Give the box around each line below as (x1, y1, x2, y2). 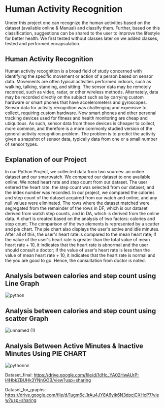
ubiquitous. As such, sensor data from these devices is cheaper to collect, (5, 120, 156, 126)
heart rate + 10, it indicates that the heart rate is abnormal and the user (5, 242, 149, 248)
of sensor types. (5, 141, 38, 147)
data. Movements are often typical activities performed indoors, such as (5, 78, 151, 84)
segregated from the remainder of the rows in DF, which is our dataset (5, 205, 148, 211)
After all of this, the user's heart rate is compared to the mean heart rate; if (5, 231, 157, 237)
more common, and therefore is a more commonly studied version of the (5, 126, 153, 131)
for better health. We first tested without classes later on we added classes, (5, 35, 159, 41)
